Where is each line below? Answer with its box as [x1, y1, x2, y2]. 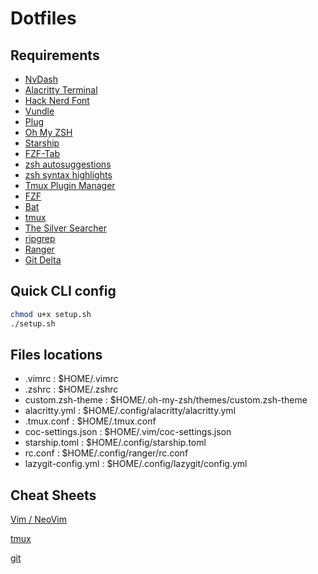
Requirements [10, 47, 100, 64]
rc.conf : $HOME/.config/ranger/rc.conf [24, 447, 189, 459]
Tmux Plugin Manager [24, 180, 116, 191]
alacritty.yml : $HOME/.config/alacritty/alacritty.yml [24, 405, 237, 417]
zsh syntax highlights [24, 169, 113, 181]
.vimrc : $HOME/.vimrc [24, 373, 119, 385]
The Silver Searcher [24, 222, 107, 234]
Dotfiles [10, 7, 77, 30]
